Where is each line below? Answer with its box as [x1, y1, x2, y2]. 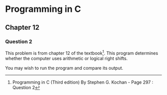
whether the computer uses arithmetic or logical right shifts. [5, 55, 128, 61]
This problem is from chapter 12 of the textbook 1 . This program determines [5, 49, 158, 56]
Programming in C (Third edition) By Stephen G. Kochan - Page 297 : [12, 79, 154, 85]
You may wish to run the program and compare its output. [5, 65, 123, 71]
